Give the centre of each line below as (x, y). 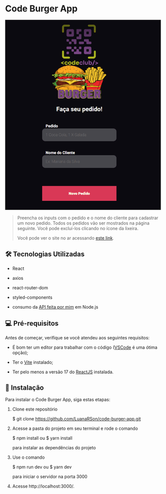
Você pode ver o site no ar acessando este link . (65, 238)
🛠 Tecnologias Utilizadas (45, 254)
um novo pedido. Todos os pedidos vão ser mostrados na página (83, 223)
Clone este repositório (35, 409)
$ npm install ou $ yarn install (42, 438)
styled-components (32, 297)
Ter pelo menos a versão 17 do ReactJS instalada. (63, 372)
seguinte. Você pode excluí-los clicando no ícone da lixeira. (78, 228)
